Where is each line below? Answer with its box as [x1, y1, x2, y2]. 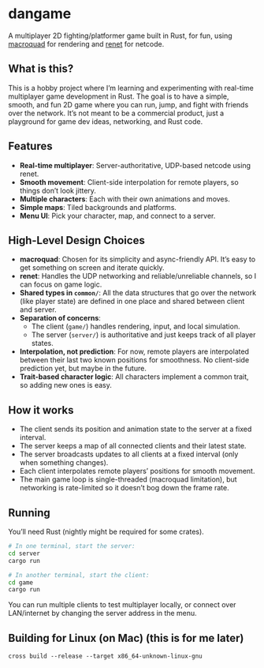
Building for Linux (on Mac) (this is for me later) [8, 631, 244, 644]
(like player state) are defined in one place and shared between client [19, 297, 245, 306]
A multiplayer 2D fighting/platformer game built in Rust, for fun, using [8, 31, 232, 40]
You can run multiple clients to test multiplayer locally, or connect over [8, 600, 236, 610]
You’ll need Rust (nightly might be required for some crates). [8, 527, 205, 536]
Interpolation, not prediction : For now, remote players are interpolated [19, 347, 250, 356]
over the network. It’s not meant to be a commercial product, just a [8, 108, 225, 118]
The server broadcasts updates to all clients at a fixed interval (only [19, 449, 239, 459]
